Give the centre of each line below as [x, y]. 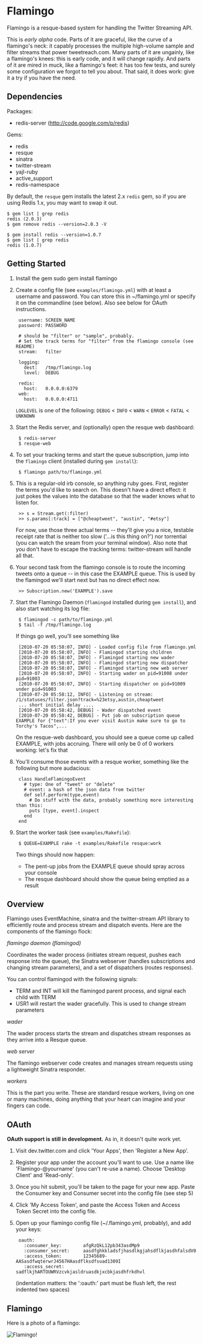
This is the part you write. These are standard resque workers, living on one [101, 1093]
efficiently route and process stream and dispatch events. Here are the [94, 925]
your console [41, 872]
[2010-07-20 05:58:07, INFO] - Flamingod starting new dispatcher [103, 663]
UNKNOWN [25, 416]
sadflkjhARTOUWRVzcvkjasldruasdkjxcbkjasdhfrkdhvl [80, 1272]
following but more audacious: [53, 768]
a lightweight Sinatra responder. [46, 1070]
